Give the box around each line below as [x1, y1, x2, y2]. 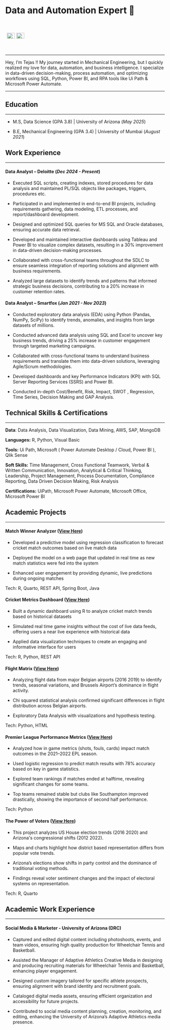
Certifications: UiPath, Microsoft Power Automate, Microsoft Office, [5, 488, 147, 494]
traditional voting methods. [12, 865, 69, 871]
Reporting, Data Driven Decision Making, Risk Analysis [5, 478, 119, 484]
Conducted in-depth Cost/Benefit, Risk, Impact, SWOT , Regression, [12, 389, 155, 395]
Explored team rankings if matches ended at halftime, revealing [12, 776, 145, 782]
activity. [12, 688, 29, 694]
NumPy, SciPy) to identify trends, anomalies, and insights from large [12, 317, 155, 323]
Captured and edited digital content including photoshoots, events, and [12, 936, 161, 942]
